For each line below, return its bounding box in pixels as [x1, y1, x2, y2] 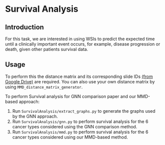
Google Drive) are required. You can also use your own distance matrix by [5, 78, 155, 84]
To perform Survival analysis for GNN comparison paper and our [5, 93, 136, 99]
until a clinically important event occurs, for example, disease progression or [5, 41, 161, 47]
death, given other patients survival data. [5, 47, 89, 52]
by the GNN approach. [12, 113, 58, 119]
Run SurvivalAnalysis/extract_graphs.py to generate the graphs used [12, 108, 156, 114]
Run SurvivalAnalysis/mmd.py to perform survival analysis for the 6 [12, 129, 149, 135]
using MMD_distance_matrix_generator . [5, 84, 83, 90]
